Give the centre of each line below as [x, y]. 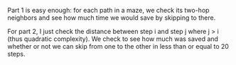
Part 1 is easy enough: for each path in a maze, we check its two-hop [108, 10]
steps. [16, 54]
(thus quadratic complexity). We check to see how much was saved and [113, 39]
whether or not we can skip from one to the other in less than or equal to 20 [118, 46]
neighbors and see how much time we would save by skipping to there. [112, 18]
